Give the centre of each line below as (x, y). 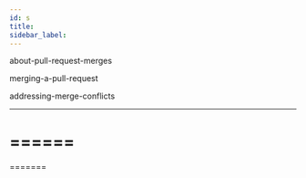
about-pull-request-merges (61, 61)
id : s (20, 18)
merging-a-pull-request (54, 79)
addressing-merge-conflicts (62, 96)
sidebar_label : (38, 35)
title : (22, 26)
